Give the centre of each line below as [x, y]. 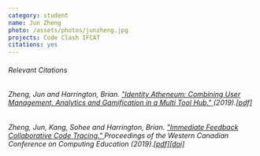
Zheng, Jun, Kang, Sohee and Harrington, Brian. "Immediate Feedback [123, 127]
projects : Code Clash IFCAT [54, 37]
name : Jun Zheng [35, 23]
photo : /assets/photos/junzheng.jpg [68, 30]
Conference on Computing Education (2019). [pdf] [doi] [97, 143]
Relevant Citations [38, 70]
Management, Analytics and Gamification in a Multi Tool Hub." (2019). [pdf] [130, 102]
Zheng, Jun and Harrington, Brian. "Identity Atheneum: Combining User [124, 95]
